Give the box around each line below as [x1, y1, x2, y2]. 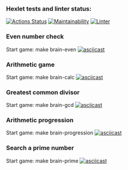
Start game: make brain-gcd [6, 102, 74, 109]
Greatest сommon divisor [6, 88, 80, 96]
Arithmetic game [6, 60, 55, 68]
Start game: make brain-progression [6, 129, 94, 136]
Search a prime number [6, 144, 74, 152]
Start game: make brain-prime [6, 157, 79, 164]
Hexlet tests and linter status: [6, 5, 92, 13]
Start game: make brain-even [6, 46, 77, 53]
